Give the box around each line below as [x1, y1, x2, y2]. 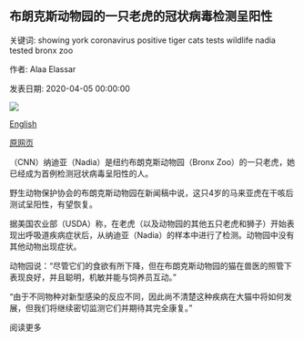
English [9, 118, 37, 129]
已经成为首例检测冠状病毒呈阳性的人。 [9, 168, 153, 179]
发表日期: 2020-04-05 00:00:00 [9, 83, 130, 94]
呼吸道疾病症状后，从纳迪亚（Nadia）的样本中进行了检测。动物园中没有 [25, 229, 295, 240]
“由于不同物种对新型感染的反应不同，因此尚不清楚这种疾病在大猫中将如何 [9, 291, 285, 302]
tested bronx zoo [9, 45, 74, 56]
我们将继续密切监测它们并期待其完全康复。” [33, 302, 193, 313]
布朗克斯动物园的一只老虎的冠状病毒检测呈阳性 [9, 8, 273, 25]
